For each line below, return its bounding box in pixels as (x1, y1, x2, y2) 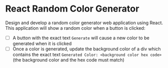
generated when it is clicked (12, 41, 72, 46)
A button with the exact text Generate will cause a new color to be (12, 35, 150, 41)
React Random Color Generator (5, 3, 140, 15)
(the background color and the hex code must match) (12, 57, 125, 63)
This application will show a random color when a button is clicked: (5, 25, 146, 31)
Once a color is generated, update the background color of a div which (12, 46, 161, 52)
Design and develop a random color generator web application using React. (5, 20, 163, 26)
